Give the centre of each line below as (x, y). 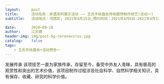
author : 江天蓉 (24, 32)
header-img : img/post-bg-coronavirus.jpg (48, 36)
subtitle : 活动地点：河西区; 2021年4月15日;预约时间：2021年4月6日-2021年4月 (81, 18)
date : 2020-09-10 (29, 27)
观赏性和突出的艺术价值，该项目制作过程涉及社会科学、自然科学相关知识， (80, 70)
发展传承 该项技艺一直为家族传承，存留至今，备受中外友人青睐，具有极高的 (81, 64)
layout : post (23, 9)
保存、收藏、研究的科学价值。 (39, 76)
